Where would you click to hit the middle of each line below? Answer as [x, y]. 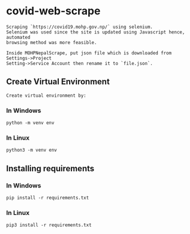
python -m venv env [30, 123]
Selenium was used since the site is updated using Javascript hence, [96, 32]
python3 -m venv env [32, 150]
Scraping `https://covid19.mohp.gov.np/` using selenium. [80, 27]
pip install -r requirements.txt [48, 198]
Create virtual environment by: [46, 96]
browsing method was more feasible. [52, 42]
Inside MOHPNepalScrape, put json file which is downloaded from [89, 53]
